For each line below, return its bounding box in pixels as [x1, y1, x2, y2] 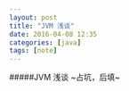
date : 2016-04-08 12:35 [9, 29, 98, 38]
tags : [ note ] [9, 46, 58, 55]
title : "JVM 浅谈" [9, 21, 75, 30]
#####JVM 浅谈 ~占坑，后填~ [9, 72, 121, 83]
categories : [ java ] [9, 37, 82, 47]
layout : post [9, 12, 58, 22]
